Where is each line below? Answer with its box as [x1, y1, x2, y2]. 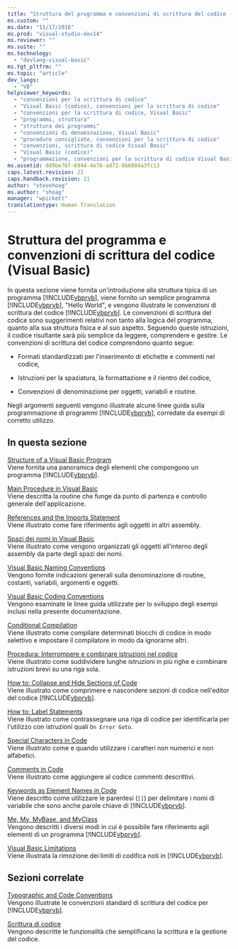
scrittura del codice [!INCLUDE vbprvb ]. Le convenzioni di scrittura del [7, 308, 212, 316]
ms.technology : [7, 50, 52, 57]
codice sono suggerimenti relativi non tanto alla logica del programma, [7, 316, 213, 324]
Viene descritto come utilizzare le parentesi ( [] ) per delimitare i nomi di [7, 794, 215, 802]
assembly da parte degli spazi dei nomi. [7, 549, 124, 557]
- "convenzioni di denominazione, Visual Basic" [13, 129, 160, 136]
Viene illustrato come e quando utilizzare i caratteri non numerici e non [7, 743, 214, 752]
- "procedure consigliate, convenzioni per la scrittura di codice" [13, 135, 220, 143]
